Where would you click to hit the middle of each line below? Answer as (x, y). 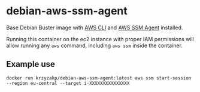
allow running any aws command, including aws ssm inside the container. (94, 45)
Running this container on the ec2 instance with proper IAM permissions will (100, 39)
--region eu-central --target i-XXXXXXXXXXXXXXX (68, 83)
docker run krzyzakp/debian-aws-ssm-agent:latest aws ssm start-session (99, 78)
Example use (31, 64)
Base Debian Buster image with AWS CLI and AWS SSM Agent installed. (95, 27)
